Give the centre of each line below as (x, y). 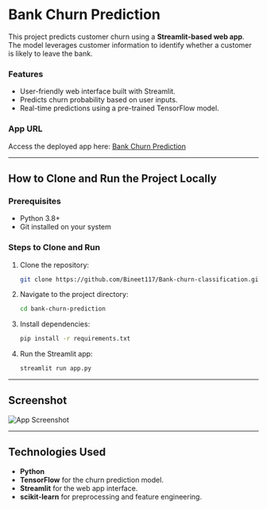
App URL (25, 129)
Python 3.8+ (40, 218)
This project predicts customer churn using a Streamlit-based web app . (126, 37)
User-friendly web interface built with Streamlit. (98, 91)
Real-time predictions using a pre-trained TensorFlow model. (120, 108)
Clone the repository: (54, 264)
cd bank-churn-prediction (62, 309)
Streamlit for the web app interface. (79, 488)
